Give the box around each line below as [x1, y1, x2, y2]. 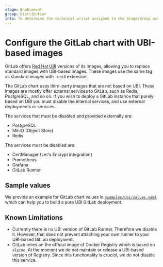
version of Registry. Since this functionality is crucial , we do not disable [12, 252, 155, 258]
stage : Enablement [5, 7, 42, 12]
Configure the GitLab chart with [5, 37, 135, 48]
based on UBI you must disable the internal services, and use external [5, 99, 145, 104]
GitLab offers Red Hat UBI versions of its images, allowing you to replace [5, 64, 150, 69]
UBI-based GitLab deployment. [12, 236, 74, 242]
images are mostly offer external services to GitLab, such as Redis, [5, 88, 139, 94]
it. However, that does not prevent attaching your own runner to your [12, 231, 149, 237]
